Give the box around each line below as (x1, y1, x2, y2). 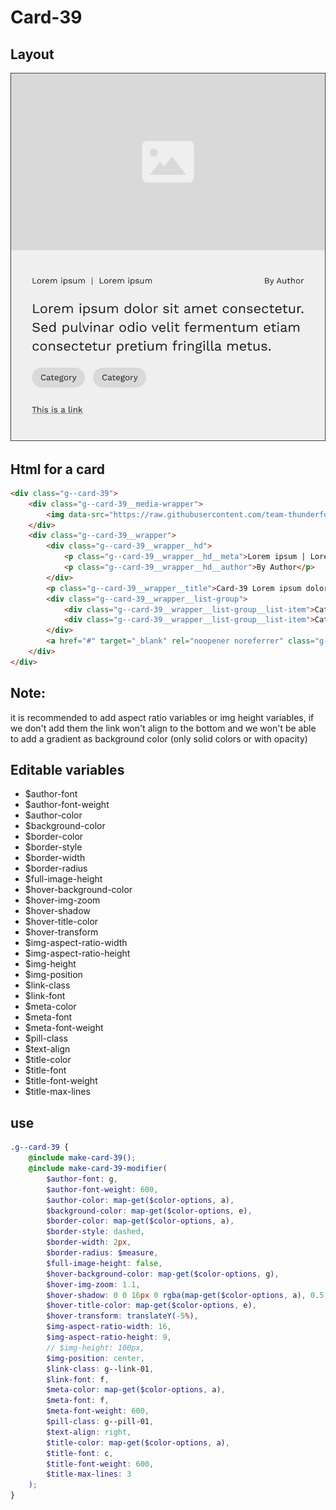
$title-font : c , (46, 1448, 114, 1458)
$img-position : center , (46, 1353, 145, 1363)
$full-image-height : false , (46, 1258, 163, 1268)
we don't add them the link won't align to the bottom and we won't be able (10, 722, 317, 734)
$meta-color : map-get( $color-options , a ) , (46, 1385, 226, 1395)
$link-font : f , (46, 1374, 110, 1385)
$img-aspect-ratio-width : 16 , (46, 1322, 172, 1332)
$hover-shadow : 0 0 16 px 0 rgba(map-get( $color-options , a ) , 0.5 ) (46, 1290, 329, 1300)
